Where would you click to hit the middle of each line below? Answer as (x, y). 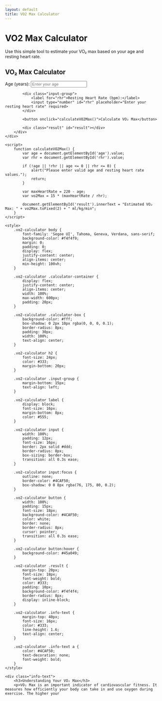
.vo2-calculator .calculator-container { (56, 277)
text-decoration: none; (46, 655)
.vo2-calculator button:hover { (46, 549)
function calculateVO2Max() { (44, 149)
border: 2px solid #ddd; (48, 447)
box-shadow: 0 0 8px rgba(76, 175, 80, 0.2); (69, 485)
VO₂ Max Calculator (35, 72)
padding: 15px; (38, 507)
